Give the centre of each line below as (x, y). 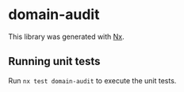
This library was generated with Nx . (66, 36)
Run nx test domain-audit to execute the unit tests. (92, 80)
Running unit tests (54, 61)
